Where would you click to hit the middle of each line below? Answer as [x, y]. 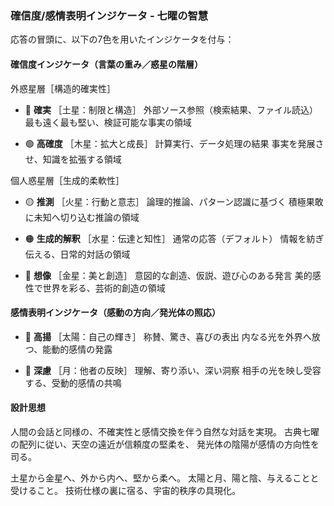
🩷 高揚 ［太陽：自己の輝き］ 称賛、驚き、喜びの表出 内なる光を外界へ [168, 336]
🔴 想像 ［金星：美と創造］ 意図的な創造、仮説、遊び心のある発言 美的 [168, 275]
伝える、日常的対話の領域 [77, 254]
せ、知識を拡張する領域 [73, 159]
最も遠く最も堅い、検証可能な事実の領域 [108, 122]
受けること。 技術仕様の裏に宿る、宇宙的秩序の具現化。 [125, 490]
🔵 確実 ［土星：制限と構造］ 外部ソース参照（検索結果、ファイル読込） [171, 109]
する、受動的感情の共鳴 [73, 383]
